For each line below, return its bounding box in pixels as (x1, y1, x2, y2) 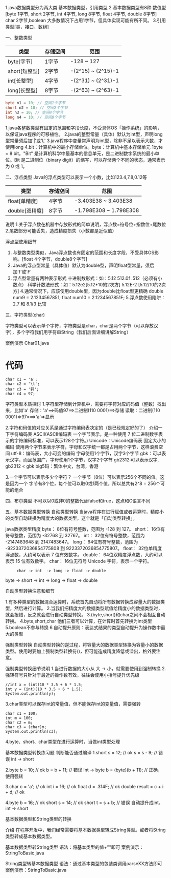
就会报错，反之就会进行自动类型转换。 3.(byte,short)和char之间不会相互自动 (5, 612, 166, 618)
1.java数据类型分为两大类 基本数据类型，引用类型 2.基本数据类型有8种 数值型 (5, 5, 166, 10)
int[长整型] (8, 77, 34, 84)
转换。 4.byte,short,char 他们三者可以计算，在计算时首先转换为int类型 (5, 618, 152, 625)
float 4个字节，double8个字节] (23, 256, 88, 262)
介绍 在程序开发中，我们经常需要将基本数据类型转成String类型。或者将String (5, 827, 166, 833)
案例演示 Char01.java (5, 340, 50, 346)
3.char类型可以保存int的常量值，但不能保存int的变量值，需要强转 (5, 701, 141, 707)
